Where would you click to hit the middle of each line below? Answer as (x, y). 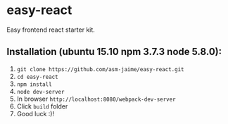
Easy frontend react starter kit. (51, 30)
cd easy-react (37, 77)
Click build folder (42, 106)
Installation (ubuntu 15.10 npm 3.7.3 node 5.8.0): (114, 52)
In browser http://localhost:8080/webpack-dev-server (96, 99)
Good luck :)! (35, 113)
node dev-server (40, 92)
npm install (34, 84)
